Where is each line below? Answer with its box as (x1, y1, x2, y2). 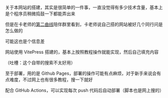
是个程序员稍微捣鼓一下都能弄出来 (5, 11, 75, 17)
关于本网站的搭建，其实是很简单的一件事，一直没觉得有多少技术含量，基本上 (5, 5, 163, 10)
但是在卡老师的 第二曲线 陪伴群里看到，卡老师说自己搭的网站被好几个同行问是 (5, 22, 163, 27)
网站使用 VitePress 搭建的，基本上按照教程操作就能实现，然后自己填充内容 (5, 49, 159, 55)
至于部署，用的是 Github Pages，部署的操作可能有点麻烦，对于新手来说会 (5, 70, 157, 76)
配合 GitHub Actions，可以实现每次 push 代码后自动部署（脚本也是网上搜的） (5, 87, 164, 93)
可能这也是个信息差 (5, 38, 45, 44)
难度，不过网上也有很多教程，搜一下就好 (9, 77, 93, 82)
